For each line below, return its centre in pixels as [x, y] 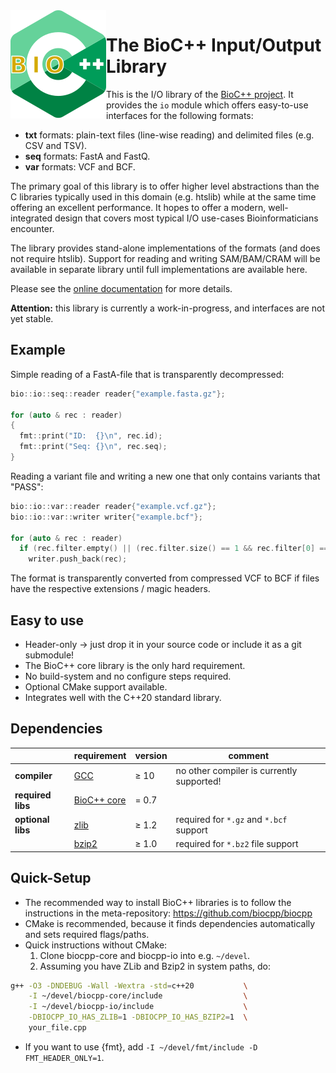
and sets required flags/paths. [87, 934]
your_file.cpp [57, 1028]
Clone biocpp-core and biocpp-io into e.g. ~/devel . [145, 955]
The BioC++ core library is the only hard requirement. [135, 665]
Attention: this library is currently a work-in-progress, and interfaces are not [168, 308]
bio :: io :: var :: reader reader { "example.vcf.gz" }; [113, 506]
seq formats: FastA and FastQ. [87, 156]
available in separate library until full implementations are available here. [159, 269]
